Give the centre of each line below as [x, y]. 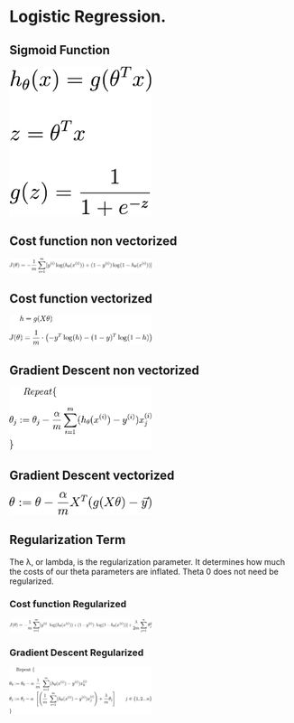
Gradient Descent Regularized [77, 653]
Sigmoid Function [60, 50]
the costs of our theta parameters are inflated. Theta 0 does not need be [144, 571]
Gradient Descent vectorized [92, 475]
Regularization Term [68, 540]
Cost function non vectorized [93, 241]
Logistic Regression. [88, 17]
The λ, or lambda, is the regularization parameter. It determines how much [147, 561]
